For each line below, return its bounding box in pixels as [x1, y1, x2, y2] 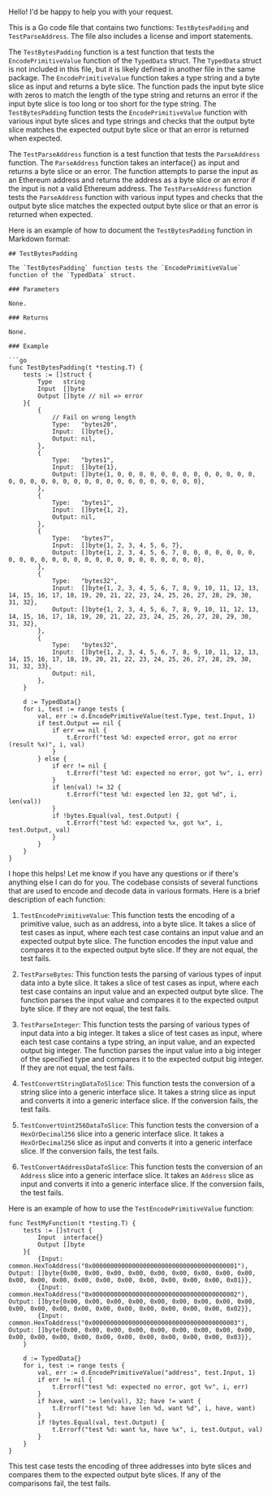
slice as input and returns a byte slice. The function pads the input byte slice [8, 81, 264, 91]
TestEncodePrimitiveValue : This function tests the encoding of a [19, 911, 235, 920]
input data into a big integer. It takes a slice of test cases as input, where [19, 1028, 262, 1037]
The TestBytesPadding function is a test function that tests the [8, 47, 215, 56]
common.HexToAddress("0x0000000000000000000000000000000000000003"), [8, 1319, 249, 1327]
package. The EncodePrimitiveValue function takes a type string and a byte [8, 73, 261, 82]
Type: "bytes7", [51, 534, 114, 542]
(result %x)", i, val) [8, 741, 85, 749]
